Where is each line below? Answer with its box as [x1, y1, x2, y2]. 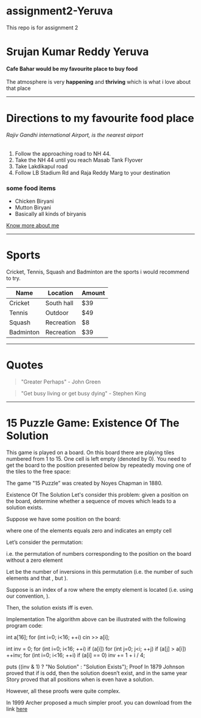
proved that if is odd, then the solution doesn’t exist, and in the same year [6, 669, 187, 677]
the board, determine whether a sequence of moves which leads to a [6, 497, 176, 504]
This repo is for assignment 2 [6, 24, 78, 31]
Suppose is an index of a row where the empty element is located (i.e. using [6, 586, 193, 593]
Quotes [6, 358, 44, 372]
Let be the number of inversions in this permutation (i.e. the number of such [6, 568, 193, 575]
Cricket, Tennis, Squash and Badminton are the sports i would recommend [6, 268, 190, 275]
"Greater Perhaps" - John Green [20, 378, 101, 385]
